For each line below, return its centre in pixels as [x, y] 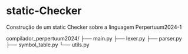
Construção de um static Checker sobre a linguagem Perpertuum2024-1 [94, 27]
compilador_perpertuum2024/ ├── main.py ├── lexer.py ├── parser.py [94, 38]
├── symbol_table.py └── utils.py [48, 45]
